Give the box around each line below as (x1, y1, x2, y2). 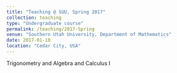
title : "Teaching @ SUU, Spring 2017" (6, 9, 106, 15)
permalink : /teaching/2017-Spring (6, 26, 95, 32)
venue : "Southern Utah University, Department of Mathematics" (6, 32, 172, 38)
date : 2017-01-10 (6, 37, 51, 43)
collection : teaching (6, 15, 62, 21)
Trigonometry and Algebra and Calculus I (6, 59, 111, 67)
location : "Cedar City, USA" (6, 43, 81, 49)
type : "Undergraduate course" (6, 20, 84, 26)
